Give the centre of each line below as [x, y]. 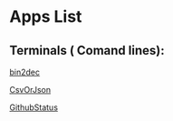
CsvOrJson [30, 90]
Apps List [46, 17]
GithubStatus [34, 107]
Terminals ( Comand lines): [87, 50]
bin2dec [25, 72]
